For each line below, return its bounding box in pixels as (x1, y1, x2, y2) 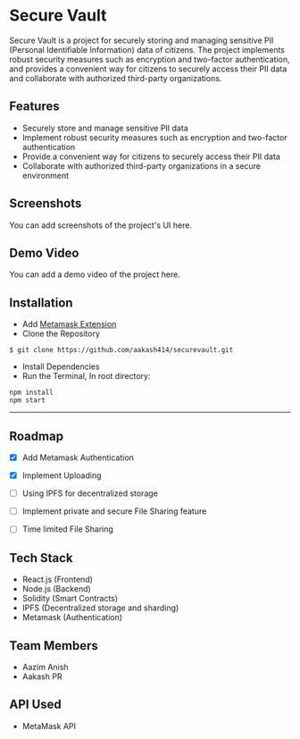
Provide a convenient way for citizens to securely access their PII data (21, 151, 281, 162)
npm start (9, 396, 46, 405)
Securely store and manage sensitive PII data (21, 122, 189, 133)
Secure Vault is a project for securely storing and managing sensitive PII (9, 35, 274, 46)
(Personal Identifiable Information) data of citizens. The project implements (9, 44, 286, 55)
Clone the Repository (21, 328, 101, 340)
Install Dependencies (21, 361, 100, 372)
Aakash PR (21, 671, 62, 682)
